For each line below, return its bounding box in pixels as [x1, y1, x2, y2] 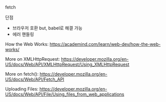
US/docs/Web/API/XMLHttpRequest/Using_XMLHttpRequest [5, 62, 130, 67]
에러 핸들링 [12, 31, 34, 37]
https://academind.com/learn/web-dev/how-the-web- [49, 41, 161, 47]
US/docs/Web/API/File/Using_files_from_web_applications [5, 92, 125, 97]
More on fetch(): [5, 71, 39, 77]
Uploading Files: [5, 86, 39, 92]
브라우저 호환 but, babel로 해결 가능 [12, 25, 83, 31]
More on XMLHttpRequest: [5, 56, 60, 62]
